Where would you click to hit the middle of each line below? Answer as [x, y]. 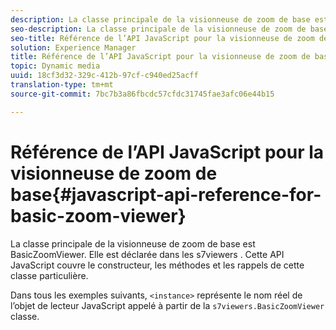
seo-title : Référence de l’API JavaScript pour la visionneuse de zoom [162, 38]
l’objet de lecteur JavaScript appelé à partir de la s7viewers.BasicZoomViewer [167, 305]
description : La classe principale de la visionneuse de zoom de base [160, 19]
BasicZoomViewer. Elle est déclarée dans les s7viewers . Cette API [147, 254]
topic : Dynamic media [55, 66]
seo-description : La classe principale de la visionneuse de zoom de [158, 29]
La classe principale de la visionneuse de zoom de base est [133, 243]
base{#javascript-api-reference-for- [166, 194]
